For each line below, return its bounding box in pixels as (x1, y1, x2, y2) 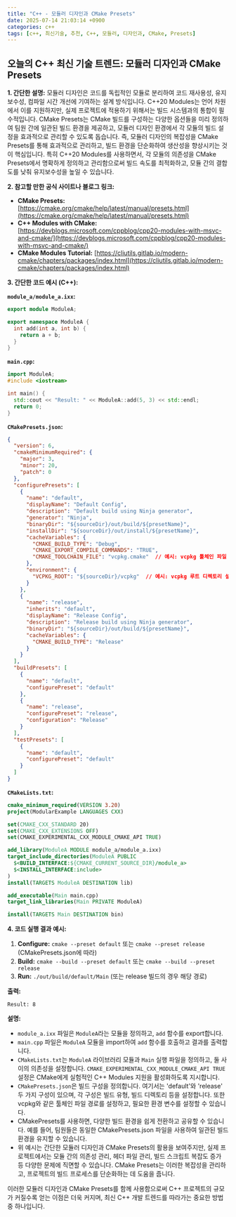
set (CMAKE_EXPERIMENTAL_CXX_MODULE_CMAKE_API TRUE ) (7, 834, 162, 841)
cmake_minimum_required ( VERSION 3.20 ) (7, 801, 121, 808)
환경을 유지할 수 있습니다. (17, 1135, 88, 1143)
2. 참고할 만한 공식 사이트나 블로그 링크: (7, 183, 114, 191)
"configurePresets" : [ (13, 482, 80, 489)
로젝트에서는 (17, 1152, 53, 1161)
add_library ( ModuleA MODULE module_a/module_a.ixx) (7, 847, 162, 854)
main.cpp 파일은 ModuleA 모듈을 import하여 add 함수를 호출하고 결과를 (17, 1038, 209, 1046)
